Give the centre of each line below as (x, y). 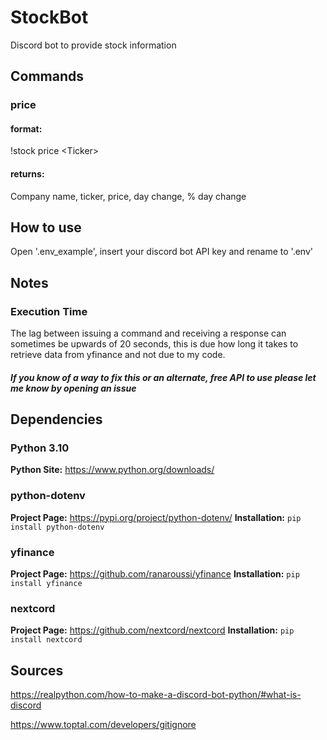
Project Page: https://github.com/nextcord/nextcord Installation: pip (152, 630)
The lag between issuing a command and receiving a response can (148, 333)
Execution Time (49, 311)
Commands (47, 76)
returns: (27, 174)
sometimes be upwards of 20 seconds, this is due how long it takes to (154, 344)
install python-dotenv (57, 527)
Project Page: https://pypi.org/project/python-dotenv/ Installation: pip (156, 517)
